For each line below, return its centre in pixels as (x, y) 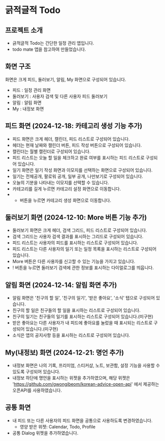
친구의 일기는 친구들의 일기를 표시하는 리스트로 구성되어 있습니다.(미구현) (83, 316)
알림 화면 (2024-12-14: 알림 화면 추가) (61, 285)
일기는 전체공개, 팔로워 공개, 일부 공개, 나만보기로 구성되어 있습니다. (78, 176)
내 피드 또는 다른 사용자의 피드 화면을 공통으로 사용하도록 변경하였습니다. (82, 420)
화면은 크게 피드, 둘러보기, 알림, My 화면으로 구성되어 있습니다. (66, 79)
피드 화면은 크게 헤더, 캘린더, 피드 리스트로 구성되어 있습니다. (71, 139)
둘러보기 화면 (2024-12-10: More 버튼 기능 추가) (76, 218)
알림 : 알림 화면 (27, 102)
